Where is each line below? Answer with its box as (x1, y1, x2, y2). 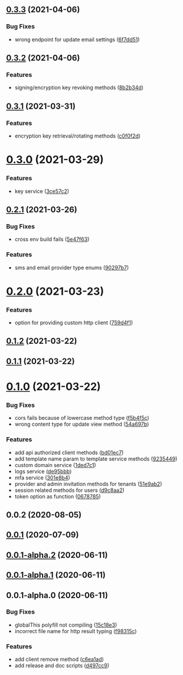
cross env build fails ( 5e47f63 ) (14, 236, 90, 243)
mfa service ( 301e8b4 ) (14, 474, 71, 481)
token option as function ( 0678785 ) (14, 493, 102, 500)
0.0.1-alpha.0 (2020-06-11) (6, 590, 108, 600)
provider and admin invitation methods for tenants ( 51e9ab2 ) (14, 480, 162, 487)
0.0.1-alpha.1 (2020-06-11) (6, 570, 106, 581)
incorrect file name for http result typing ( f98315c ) (14, 627, 137, 634)
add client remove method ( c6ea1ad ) (14, 656, 104, 663)
